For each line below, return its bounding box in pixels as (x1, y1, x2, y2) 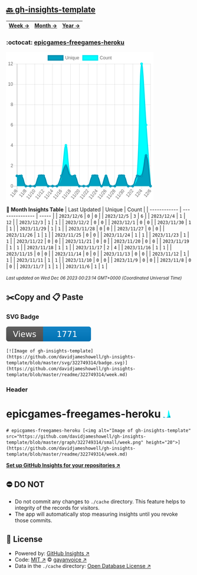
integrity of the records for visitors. (14, 505, 100, 512)
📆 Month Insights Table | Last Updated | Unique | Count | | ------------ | (6, 206, 182, 213)
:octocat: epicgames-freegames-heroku (6, 38, 125, 46)
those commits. (14, 517, 52, 524)
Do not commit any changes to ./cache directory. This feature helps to (14, 498, 186, 505)
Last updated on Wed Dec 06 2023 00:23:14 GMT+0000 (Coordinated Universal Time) (6, 275, 182, 281)
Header (6, 385, 28, 393)
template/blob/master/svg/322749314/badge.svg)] (6, 359, 128, 366)
